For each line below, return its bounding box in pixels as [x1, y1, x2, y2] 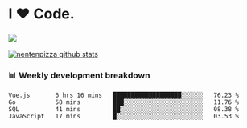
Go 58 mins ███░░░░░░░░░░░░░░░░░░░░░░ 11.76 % [8, 98, 240, 106]
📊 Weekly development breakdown [8, 70, 150, 81]
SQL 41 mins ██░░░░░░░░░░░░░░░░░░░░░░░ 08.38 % [8, 105, 240, 113]
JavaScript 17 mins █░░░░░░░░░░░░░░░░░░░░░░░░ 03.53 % [8, 112, 240, 120]
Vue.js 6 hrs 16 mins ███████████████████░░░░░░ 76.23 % [8, 91, 240, 99]
